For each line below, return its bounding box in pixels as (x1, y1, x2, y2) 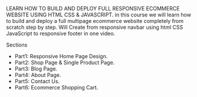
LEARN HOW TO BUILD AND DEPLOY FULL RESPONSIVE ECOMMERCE (6, 5, 180, 12)
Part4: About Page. (14, 72, 61, 78)
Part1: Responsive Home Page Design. (14, 53, 108, 59)
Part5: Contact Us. (14, 78, 60, 85)
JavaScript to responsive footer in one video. (6, 30, 116, 37)
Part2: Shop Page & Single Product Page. (14, 59, 115, 66)
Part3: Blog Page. (14, 65, 58, 72)
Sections (6, 41, 28, 48)
